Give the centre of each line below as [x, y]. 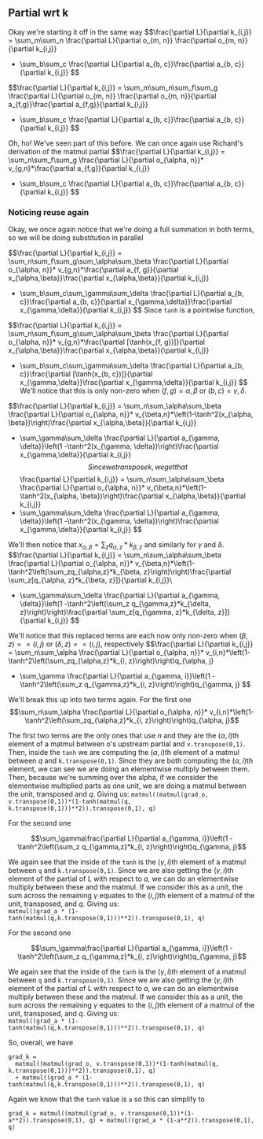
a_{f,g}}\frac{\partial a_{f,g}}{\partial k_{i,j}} [78, 104]
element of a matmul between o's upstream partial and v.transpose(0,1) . [127, 744]
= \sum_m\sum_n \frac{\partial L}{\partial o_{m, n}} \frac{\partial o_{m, [122, 40]
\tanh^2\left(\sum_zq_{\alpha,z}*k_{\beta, [75, 571]
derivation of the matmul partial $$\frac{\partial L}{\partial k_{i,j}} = [117, 151]
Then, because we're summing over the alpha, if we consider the [113, 777]
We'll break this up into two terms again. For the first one [100, 699]
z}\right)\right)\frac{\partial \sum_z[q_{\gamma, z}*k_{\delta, [118, 612]
